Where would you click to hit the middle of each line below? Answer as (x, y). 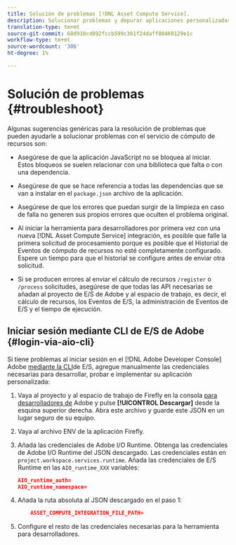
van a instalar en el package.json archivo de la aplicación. (100, 193)
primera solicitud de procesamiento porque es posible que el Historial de (123, 243)
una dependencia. (44, 172)
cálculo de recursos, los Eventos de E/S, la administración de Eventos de (123, 301)
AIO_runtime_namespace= (52, 487)
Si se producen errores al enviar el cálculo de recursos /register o (114, 279)
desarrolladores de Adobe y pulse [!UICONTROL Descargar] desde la (118, 403)
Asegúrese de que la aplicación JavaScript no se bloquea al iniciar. (114, 157)
